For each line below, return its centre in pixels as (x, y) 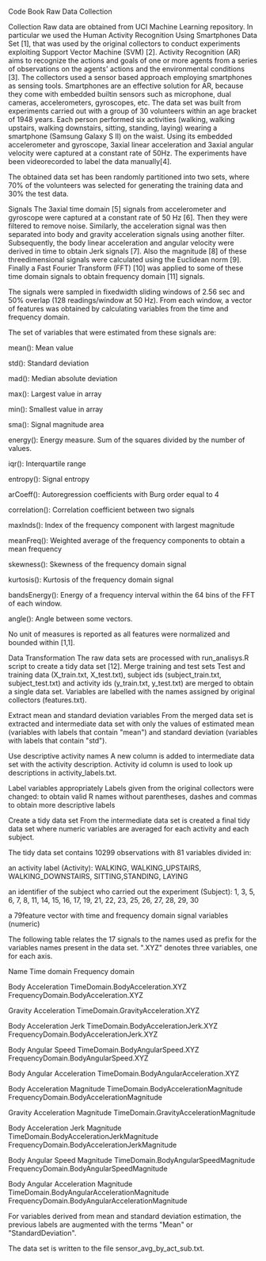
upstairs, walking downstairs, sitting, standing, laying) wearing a (113, 128)
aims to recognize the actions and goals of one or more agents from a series (133, 60)
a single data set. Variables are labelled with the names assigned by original (132, 692)
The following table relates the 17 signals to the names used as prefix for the (133, 939)
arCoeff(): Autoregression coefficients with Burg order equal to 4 (114, 494)
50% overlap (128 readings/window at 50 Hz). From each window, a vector (130, 300)
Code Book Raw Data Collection (60, 11)
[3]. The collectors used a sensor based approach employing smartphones (130, 77)
